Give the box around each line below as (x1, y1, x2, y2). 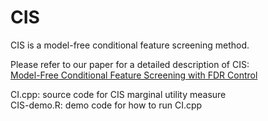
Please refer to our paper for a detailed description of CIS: (10, 58, 250, 70)
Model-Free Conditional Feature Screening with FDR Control (10, 69, 258, 81)
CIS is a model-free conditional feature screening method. (10, 39, 250, 51)
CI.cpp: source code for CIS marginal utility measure (10, 88, 227, 100)
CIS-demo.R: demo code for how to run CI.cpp (10, 99, 203, 111)
